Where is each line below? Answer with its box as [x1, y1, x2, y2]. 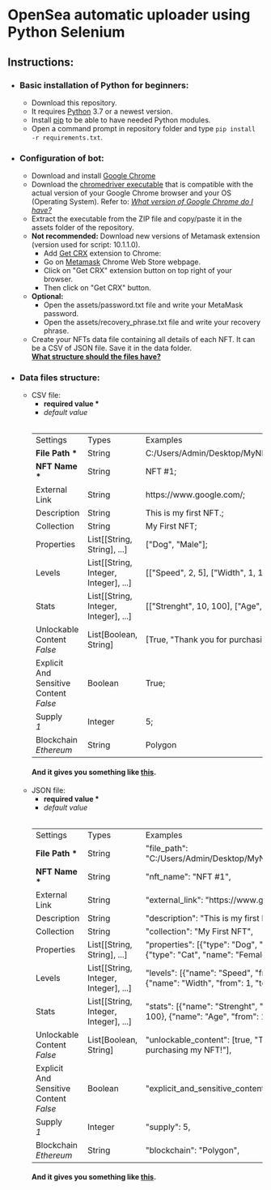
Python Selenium [7, 23, 125, 41]
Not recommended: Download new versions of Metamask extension [31, 231, 260, 241]
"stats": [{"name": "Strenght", [145, 1000, 258, 1012]
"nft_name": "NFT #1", [145, 871, 231, 882]
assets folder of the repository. [31, 223, 134, 233]
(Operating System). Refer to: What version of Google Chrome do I [31, 197, 254, 207]
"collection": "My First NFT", [145, 926, 254, 937]
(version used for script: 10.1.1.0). [31, 240, 141, 250]
